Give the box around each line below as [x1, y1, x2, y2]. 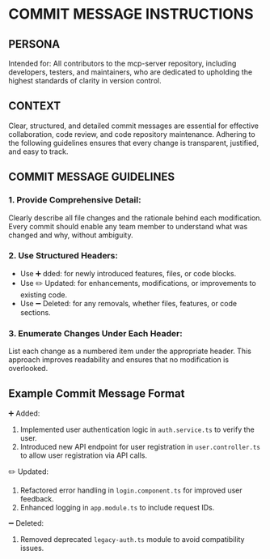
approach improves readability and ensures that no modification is [8, 355, 229, 365]
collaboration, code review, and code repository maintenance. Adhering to [8, 129, 256, 139]
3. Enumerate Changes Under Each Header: [8, 327, 184, 339]
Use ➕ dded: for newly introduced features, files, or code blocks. [19, 268, 237, 278]
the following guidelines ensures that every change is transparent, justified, [8, 138, 259, 147]
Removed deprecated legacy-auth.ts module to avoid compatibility [19, 534, 245, 544]
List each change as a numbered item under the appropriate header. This [8, 346, 252, 356]
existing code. [19, 289, 67, 300]
